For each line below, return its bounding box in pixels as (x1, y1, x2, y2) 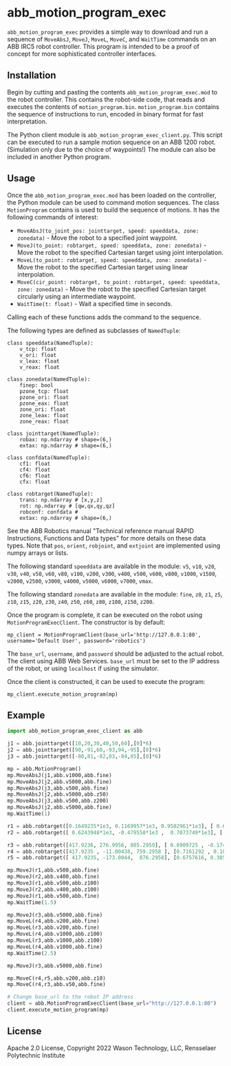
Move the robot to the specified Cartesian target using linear (16, 263, 188, 271)
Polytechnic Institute (7, 1051, 65, 1059)
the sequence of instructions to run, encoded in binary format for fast (7, 110, 204, 118)
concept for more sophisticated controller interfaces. (7, 50, 157, 58)
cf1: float (19, 460, 51, 467)
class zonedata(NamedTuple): (7, 376, 91, 383)
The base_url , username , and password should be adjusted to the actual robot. (7, 650, 224, 658)
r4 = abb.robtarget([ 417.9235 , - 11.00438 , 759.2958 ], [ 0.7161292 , (7, 848, 211, 855)
